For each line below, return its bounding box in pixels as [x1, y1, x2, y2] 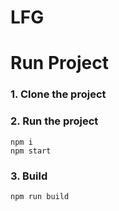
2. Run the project [10, 114, 99, 128]
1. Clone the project [10, 87, 107, 101]
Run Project [10, 52, 109, 75]
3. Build [10, 169, 48, 183]
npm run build [10, 191, 70, 201]
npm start [10, 146, 52, 156]
